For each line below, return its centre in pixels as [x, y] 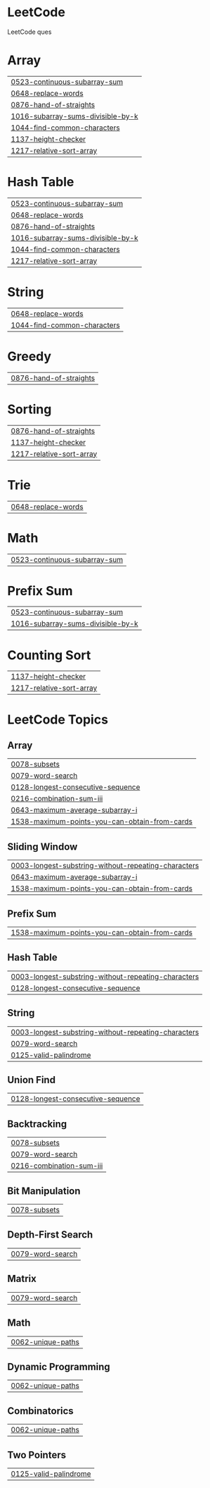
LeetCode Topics [58, 719]
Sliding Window [42, 847]
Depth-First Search [50, 1235]
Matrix [22, 1279]
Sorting [29, 409]
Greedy [29, 356]
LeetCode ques [29, 32]
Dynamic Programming [59, 1366]
